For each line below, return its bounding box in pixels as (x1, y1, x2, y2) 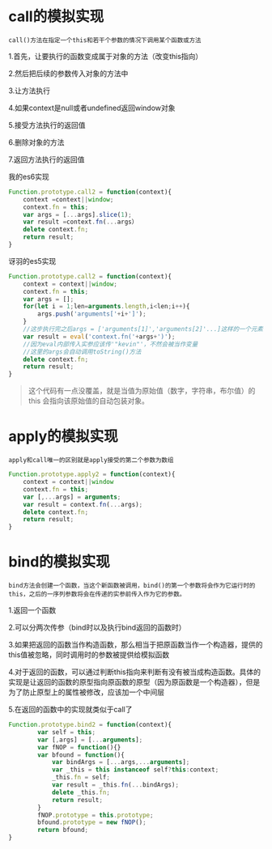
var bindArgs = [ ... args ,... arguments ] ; (51, 758, 190, 766)
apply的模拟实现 (8, 427, 119, 446)
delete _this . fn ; (51, 788, 111, 796)
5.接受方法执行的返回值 (8, 120, 86, 129)
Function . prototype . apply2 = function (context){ (8, 470, 176, 478)
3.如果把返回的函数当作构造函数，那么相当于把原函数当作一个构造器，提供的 (8, 640, 263, 650)
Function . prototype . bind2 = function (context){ (8, 721, 172, 729)
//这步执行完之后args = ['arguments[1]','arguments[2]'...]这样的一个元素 (23, 325, 263, 333)
